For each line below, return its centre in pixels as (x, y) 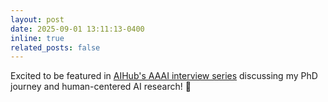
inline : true (37, 38)
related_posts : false (55, 47)
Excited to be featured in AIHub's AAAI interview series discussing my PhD (164, 76)
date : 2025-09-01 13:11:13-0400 (77, 29)
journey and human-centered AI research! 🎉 (101, 87)
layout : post (37, 19)
